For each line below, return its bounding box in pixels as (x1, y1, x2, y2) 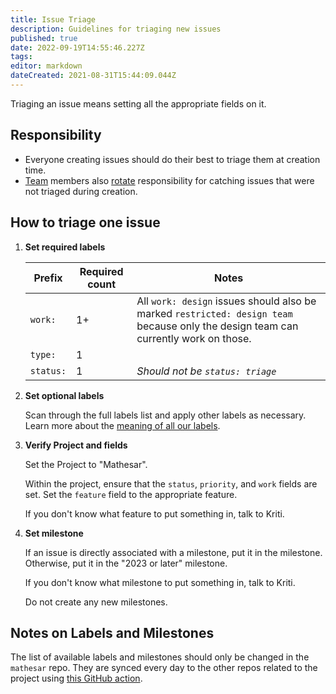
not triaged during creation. (24, 185, 138, 197)
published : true (10, 33, 78, 43)
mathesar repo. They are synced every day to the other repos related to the (10, 662, 318, 674)
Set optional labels (24, 389, 105, 401)
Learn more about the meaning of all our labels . (24, 419, 221, 431)
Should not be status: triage (136, 364, 277, 378)
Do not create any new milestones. (24, 596, 168, 608)
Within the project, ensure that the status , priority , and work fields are (24, 477, 318, 490)
